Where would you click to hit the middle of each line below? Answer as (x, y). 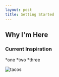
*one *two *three (23, 60)
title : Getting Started (30, 14)
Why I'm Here (27, 35)
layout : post (19, 10)
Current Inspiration (29, 49)
